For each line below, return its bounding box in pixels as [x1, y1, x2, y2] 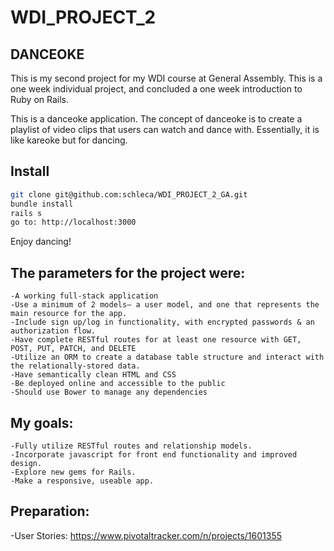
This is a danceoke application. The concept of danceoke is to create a [10, 113, 303, 125]
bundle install [10, 199, 74, 209]
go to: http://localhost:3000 [10, 217, 137, 228]
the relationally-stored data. [10, 361, 141, 371]
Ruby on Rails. [10, 94, 70, 105]
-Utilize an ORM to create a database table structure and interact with [10, 352, 325, 363]
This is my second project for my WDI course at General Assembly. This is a [10, 72, 323, 84]
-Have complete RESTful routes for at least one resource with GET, [10, 335, 302, 345]
